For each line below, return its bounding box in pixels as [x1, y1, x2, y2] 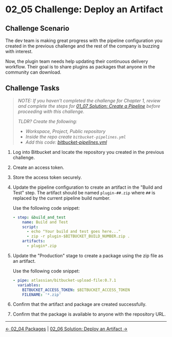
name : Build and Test [22, 219, 68, 224]
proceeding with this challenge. [17, 108, 84, 115]
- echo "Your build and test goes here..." [26, 229, 121, 234]
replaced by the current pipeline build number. [12, 195, 111, 201]
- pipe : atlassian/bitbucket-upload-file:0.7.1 [12, 278, 116, 283]
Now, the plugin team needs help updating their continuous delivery [5, 58, 148, 64]
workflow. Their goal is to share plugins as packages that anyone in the [5, 64, 155, 70]
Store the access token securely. [12, 174, 82, 180]
